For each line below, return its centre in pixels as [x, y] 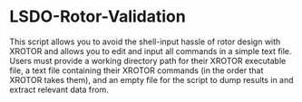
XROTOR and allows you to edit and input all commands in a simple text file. [151, 51]
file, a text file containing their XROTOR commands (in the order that [136, 70]
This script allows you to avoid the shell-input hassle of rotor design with [145, 42]
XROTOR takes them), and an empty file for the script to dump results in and [151, 79]
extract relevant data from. [59, 89]
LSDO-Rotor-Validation [97, 17]
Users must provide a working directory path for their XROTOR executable [148, 60]
